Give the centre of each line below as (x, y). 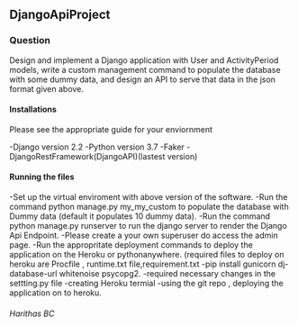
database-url (33, 274)
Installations (33, 109)
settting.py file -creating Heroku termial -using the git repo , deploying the (146, 284)
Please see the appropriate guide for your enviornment (111, 129)
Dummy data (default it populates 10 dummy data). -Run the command (140, 216)
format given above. (46, 88)
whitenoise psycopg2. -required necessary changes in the (167, 274)
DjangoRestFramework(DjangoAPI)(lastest (87, 156)
